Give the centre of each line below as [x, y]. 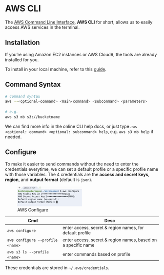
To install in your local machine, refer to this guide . [56, 69]
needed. [13, 137]
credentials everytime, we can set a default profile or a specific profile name [82, 169]
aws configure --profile [32, 240]
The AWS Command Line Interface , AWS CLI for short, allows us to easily [79, 22]
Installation [22, 43]
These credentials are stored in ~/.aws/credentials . [57, 268]
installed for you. [22, 60]
